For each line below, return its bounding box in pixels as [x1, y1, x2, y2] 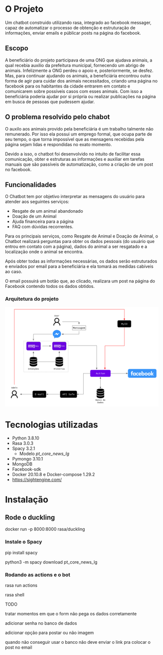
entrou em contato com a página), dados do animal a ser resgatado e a [5, 243, 147, 250]
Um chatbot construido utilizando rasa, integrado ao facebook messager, [5, 20, 152, 25]
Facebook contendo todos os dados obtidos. [5, 284, 95, 289]
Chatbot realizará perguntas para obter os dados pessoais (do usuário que [5, 239, 155, 244]
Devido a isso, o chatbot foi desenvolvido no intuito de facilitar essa [5, 151, 141, 157]
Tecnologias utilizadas [5, 419, 98, 430]
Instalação [5, 494, 49, 505]
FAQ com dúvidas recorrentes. [12, 224, 73, 230]
